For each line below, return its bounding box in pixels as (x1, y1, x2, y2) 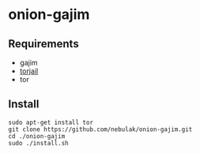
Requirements (8, 37, 79, 51)
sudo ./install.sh (8, 139, 69, 147)
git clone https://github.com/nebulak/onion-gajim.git (8, 125, 193, 133)
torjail (19, 66, 39, 76)
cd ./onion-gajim (8, 132, 66, 140)
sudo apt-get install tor (8, 118, 93, 126)
